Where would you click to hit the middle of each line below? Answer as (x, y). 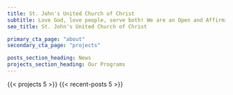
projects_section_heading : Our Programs (67, 64)
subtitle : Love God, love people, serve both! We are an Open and (105, 20)
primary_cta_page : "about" (46, 39)
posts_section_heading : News (49, 58)
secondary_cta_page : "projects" (54, 46)
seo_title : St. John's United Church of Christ (77, 26)
